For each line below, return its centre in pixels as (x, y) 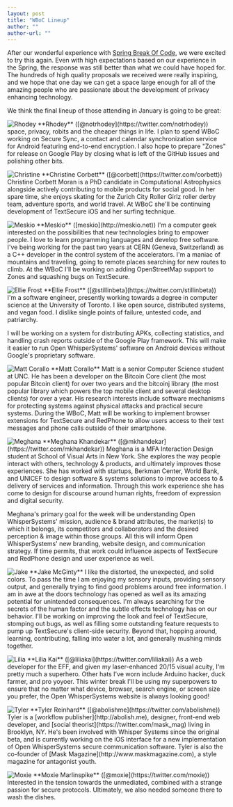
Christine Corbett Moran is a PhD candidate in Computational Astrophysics (114, 182)
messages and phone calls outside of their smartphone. (87, 428)
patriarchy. (23, 320)
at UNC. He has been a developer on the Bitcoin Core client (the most (107, 376)
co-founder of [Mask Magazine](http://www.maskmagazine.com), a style (112, 754)
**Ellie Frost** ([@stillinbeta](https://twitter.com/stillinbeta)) (130, 290)
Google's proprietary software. (51, 355)
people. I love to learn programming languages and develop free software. (114, 240)
